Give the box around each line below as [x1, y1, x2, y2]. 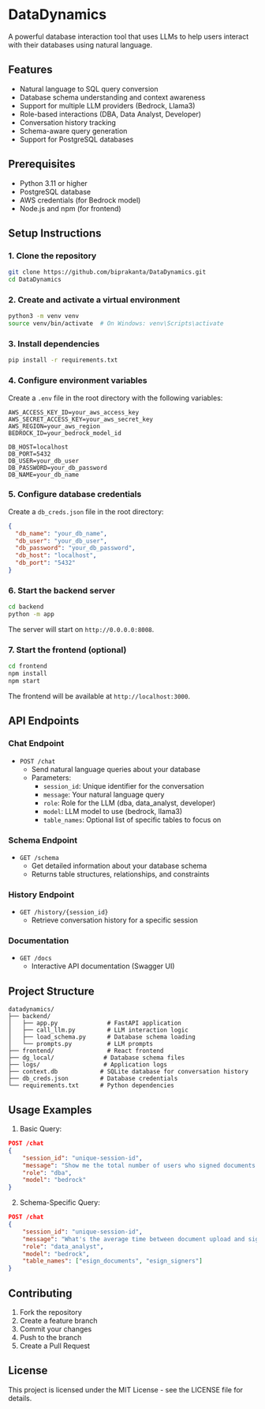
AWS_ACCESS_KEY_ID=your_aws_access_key [8, 408, 140, 416]
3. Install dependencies [8, 338, 100, 349]
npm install [8, 670, 47, 678]
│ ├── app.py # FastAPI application [8, 1019, 181, 1028]
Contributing [8, 1286, 73, 1300]
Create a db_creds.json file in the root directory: [8, 506, 164, 516]
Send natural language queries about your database [31, 764, 201, 774]
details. [8, 1393, 32, 1403]
